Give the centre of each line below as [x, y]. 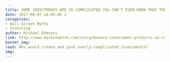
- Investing [18, 28]
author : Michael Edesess [31, 33]
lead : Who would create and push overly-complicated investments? [77, 47]
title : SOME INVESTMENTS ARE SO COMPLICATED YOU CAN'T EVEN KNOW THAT [81, 10]
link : [11, 38]
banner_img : [18, 42]
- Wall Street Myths [27, 24]
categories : [18, 19]
